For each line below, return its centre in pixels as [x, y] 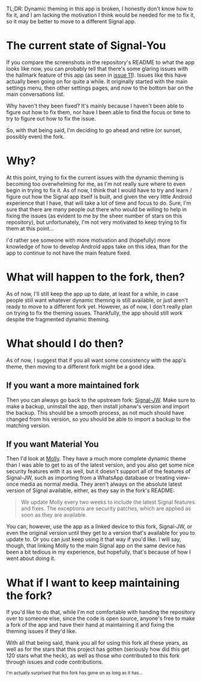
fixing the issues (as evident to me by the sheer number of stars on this [94, 216]
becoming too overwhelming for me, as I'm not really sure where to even [96, 184]
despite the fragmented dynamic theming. [58, 319]
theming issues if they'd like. [41, 631]
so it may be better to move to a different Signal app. [71, 21]
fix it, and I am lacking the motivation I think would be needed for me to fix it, [101, 15]
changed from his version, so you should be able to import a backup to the [98, 419]
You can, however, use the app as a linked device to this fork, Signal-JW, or [99, 527]
